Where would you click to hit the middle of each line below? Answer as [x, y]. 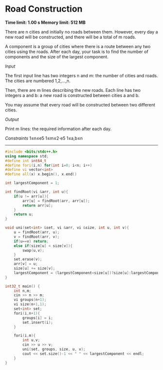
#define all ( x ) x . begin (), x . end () [41, 174]
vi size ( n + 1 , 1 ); [30, 304]
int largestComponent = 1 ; [32, 183]
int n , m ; [23, 291]
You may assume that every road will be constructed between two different [80, 105]
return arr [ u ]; [38, 205]
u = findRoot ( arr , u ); [37, 232]
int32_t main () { [23, 286]
